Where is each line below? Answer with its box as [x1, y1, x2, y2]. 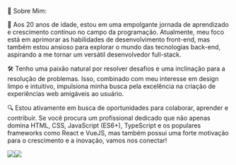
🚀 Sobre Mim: [7, 7, 47, 15]
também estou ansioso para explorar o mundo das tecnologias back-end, [7, 43, 221, 51]
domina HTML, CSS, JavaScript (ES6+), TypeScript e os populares [7, 121, 201, 130]
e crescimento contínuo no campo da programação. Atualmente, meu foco [7, 28, 225, 36]
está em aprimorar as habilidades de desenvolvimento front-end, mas [7, 35, 211, 44]
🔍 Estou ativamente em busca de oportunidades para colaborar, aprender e [7, 104, 228, 112]
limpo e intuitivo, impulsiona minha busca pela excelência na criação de [7, 82, 216, 90]
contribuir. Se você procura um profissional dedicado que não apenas [7, 114, 211, 122]
